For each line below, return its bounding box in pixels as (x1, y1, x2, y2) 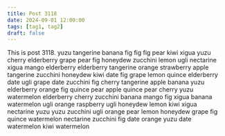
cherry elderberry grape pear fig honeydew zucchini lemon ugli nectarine (7, 56, 217, 65)
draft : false (7, 29, 45, 37)
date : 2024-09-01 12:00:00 (7, 17, 85, 24)
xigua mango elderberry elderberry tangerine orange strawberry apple (7, 63, 209, 71)
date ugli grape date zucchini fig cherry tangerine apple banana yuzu (7, 78, 205, 87)
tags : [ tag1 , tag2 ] (7, 23, 64, 30)
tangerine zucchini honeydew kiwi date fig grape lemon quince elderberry (7, 71, 218, 79)
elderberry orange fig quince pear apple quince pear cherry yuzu (7, 85, 194, 94)
